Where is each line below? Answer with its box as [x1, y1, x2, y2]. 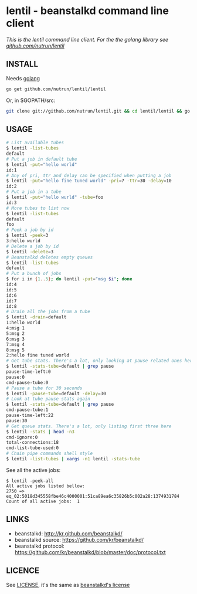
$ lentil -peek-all [6, 478, 54, 484]
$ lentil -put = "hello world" [6, 161, 77, 168]
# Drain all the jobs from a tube [6, 309, 91, 315]
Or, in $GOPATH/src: [6, 97, 56, 104]
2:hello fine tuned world [6, 352, 69, 358]
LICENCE [6, 566, 40, 576]
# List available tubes [6, 140, 64, 146]
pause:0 [6, 374, 25, 380]
